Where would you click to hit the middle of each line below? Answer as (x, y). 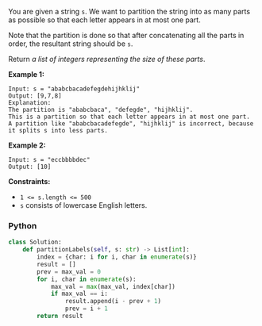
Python (23, 225)
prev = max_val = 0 (69, 272)
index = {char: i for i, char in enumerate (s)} (117, 257)
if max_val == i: (79, 294)
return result (60, 316)
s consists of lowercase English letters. (83, 205)
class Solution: (35, 242)
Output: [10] (30, 167)
